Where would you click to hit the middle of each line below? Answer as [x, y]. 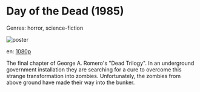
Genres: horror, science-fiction [45, 28]
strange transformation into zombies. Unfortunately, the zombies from [93, 76]
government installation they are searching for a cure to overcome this [94, 69]
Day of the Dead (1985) [65, 11]
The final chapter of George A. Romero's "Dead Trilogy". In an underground [100, 63]
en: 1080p [19, 51]
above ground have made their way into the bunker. [71, 82]
